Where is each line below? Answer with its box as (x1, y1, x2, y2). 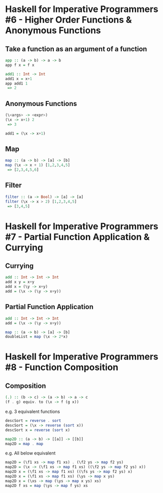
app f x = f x (5, 62, 35, 67)
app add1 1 (5, 81, 28, 86)
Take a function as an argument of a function (5, 44, 147, 53)
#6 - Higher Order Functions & (5, 14, 132, 25)
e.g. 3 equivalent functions (5, 408, 60, 414)
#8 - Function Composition (5, 361, 119, 373)
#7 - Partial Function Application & (5, 231, 150, 242)
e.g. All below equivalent (5, 450, 56, 456)
